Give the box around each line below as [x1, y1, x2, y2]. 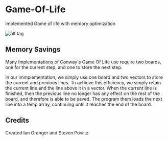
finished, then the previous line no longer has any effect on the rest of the [5, 90, 160, 97]
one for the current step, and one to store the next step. [5, 64, 123, 70]
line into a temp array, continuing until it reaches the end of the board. [5, 101, 152, 107]
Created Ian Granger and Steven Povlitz [5, 129, 89, 136]
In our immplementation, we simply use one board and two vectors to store [5, 74, 163, 80]
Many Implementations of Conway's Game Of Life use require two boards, [5, 59, 161, 65]
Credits [5, 116, 30, 125]
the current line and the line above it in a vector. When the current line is [5, 85, 157, 91]
